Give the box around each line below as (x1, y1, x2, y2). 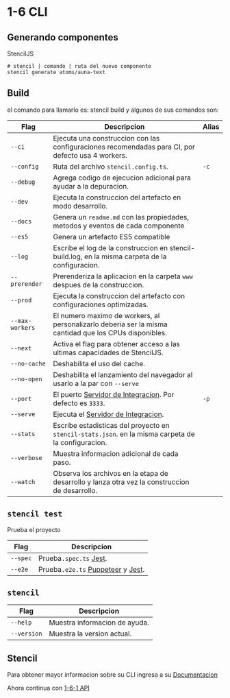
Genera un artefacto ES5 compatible (53, 232, 170, 241)
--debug (10, 178, 36, 186)
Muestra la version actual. (49, 629, 132, 638)
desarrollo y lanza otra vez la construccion (53, 477, 190, 487)
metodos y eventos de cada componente (53, 221, 185, 230)
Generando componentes (7, 32, 118, 43)
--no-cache (10, 359, 46, 368)
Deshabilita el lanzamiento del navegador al (53, 370, 193, 379)
